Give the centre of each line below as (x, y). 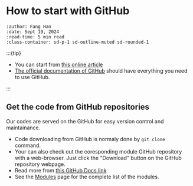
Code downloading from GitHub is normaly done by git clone (90, 139)
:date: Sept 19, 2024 (33, 32)
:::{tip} (14, 53)
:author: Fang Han (29, 27)
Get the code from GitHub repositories (78, 107)
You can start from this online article (59, 64)
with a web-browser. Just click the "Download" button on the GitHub (98, 158)
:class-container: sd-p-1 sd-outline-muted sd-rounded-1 (78, 42)
